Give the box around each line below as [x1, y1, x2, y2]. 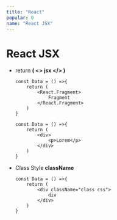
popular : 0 [6, 15, 34, 21]
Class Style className [15, 164, 74, 172]
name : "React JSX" [6, 20, 53, 26]
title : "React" [6, 9, 45, 15]
